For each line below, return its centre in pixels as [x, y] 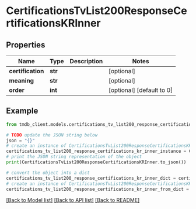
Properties [26, 45]
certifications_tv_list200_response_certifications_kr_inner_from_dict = [98, 189]
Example [22, 111]
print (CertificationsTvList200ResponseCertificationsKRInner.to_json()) [96, 162]
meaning [21, 80]
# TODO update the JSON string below [52, 135]
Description [86, 61]
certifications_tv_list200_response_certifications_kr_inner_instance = [96, 151]
